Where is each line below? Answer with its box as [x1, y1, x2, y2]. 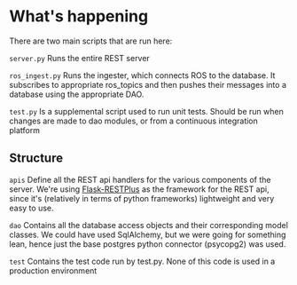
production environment [9, 265, 98, 276]
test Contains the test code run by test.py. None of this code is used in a [9, 256, 276, 266]
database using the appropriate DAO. [9, 89, 145, 99]
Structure [9, 151, 64, 166]
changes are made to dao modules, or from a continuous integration [9, 115, 259, 126]
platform [9, 124, 40, 135]
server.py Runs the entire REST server [9, 52, 151, 63]
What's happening [9, 6, 149, 27]
